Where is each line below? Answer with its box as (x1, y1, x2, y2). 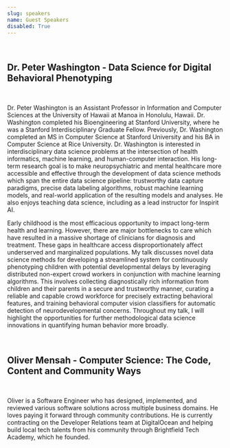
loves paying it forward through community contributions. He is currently (7, 411, 213, 419)
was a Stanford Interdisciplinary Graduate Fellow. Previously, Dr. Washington (7, 126, 223, 134)
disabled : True (7, 23, 51, 30)
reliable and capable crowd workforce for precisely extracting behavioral (7, 292, 213, 300)
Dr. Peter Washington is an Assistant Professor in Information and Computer (7, 104, 222, 112)
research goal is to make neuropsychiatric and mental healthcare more (21, 162, 222, 170)
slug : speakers (7, 10, 51, 17)
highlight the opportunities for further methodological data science (7, 314, 196, 322)
